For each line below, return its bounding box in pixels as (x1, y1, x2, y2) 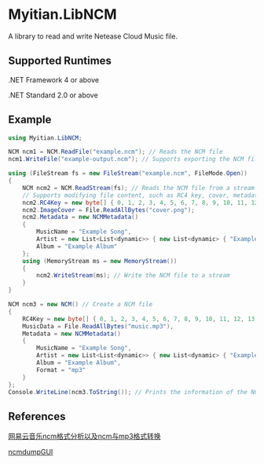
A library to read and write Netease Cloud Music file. (8, 31, 178, 41)
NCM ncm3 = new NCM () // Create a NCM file (8, 301, 153, 309)
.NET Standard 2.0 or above (8, 90, 98, 100)
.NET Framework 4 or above (8, 75, 100, 84)
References (8, 410, 66, 423)
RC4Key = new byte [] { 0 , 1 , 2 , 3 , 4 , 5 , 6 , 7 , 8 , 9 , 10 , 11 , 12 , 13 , (22, 315, 258, 323)
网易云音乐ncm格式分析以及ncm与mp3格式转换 (8, 432, 161, 441)
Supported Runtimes (8, 54, 112, 68)
